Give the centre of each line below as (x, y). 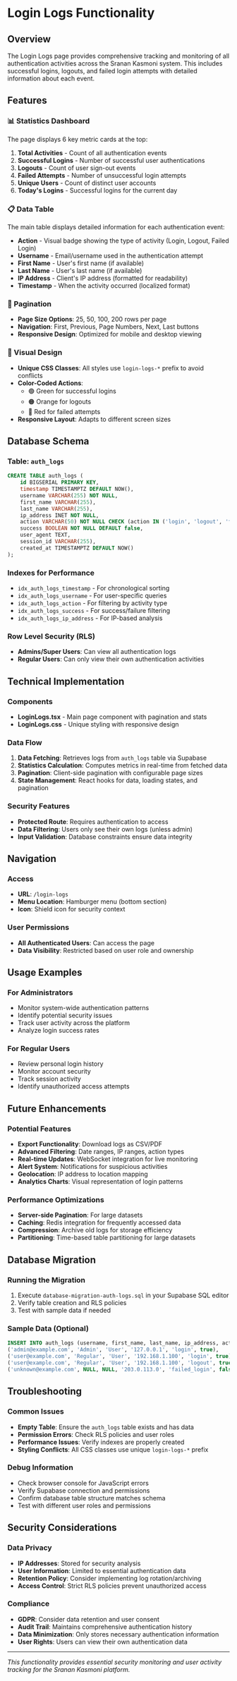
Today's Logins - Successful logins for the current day (97, 190)
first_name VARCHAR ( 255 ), (58, 502)
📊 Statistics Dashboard (49, 121)
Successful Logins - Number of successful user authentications (111, 160)
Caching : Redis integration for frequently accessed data (99, 1222)
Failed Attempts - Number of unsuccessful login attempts (102, 175)
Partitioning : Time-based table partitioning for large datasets (107, 1238)
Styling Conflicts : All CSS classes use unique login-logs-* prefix (113, 1449)
